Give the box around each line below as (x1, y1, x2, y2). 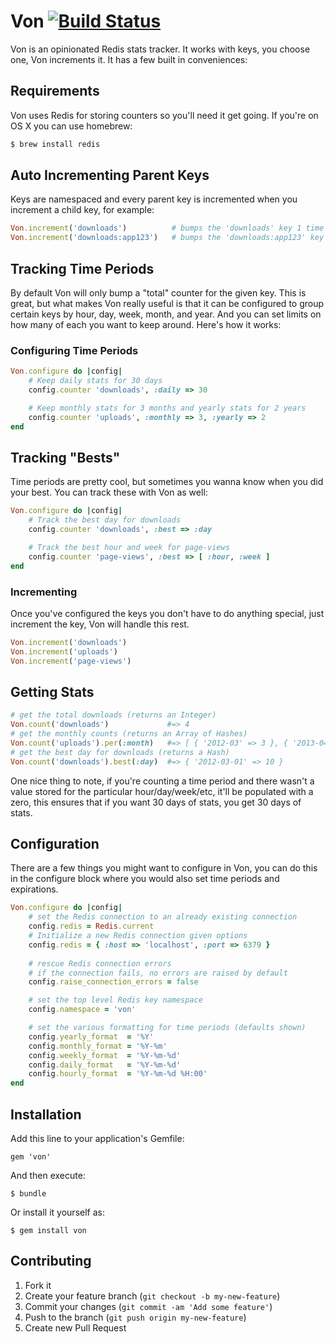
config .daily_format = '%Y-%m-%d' (28, 1060, 182, 1070)
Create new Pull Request (24, 1321, 127, 1334)
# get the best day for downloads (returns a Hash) (10, 747, 230, 757)
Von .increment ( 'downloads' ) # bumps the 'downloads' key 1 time (10, 223, 325, 234)
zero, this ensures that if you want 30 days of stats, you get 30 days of (10, 796, 302, 808)
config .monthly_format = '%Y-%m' (28, 1041, 168, 1051)
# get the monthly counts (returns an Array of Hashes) (10, 729, 248, 739)
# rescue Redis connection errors (28, 958, 172, 969)
